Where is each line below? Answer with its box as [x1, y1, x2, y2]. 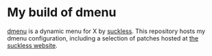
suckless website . [7, 41, 58, 49]
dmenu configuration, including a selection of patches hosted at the [7, 34, 199, 42]
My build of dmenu [7, 5, 117, 20]
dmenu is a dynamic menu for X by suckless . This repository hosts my [7, 27, 206, 35]
